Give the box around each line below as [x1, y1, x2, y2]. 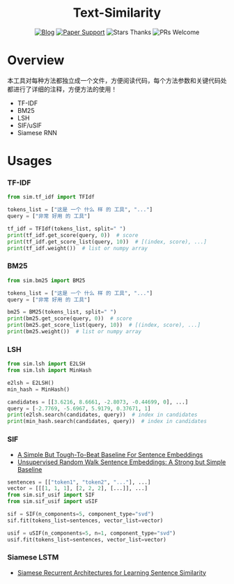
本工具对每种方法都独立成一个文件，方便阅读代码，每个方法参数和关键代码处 [7, 76, 227, 84]
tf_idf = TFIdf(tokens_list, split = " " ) [7, 225, 127, 232]
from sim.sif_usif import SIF [7, 491, 95, 499]
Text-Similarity [72, 5, 162, 21]
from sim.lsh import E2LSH [7, 360, 86, 367]
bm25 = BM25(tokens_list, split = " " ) [7, 309, 117, 316]
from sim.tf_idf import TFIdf [7, 194, 95, 201]
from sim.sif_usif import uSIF [7, 498, 98, 505]
